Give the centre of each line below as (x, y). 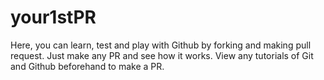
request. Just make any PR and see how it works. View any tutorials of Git (162, 55)
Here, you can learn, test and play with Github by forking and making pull (161, 45)
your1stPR (53, 17)
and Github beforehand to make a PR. (87, 66)
